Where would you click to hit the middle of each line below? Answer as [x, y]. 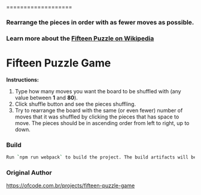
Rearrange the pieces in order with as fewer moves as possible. [100, 22]
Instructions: [23, 80]
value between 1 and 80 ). [46, 97]
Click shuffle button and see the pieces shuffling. [75, 104]
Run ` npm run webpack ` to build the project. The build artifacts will [97, 157]
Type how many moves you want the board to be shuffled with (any [98, 91]
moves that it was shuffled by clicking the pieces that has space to [97, 117]
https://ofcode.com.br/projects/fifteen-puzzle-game [71, 185]
